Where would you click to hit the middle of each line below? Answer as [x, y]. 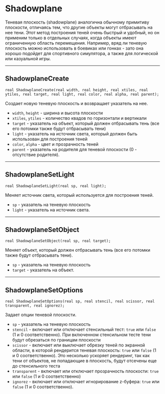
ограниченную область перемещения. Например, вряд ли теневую [76, 43]
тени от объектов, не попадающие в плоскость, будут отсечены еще [84, 361]
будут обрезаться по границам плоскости [56, 340]
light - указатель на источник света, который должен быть [75, 133]
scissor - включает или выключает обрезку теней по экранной [79, 345]
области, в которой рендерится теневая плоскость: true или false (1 [84, 350]
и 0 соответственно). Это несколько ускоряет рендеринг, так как [81, 356]
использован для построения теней [50, 139]
